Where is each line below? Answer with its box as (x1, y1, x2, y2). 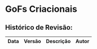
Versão (24, 38, 41, 45)
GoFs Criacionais (5, 3, 78, 15)
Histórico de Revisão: (5, 23, 73, 32)
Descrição (46, 38, 71, 45)
